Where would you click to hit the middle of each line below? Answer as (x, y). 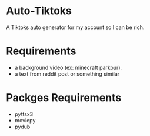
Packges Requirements (64, 98)
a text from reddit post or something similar (67, 74)
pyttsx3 (24, 114)
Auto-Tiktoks (39, 11)
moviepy (25, 120)
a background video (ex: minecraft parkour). (68, 67)
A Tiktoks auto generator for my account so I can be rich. (75, 27)
